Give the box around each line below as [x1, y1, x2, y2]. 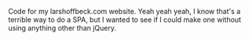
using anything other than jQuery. [8, 24, 116, 32]
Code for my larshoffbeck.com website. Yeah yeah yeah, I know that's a [8, 7, 241, 16]
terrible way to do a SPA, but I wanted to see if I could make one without [8, 15, 242, 24]
